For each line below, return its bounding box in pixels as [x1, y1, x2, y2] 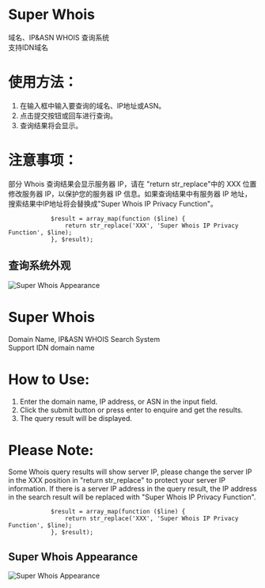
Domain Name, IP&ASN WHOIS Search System [8, 334, 161, 343]
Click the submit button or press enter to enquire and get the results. [19, 405, 244, 415]
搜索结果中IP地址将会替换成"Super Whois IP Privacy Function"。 [8, 199, 218, 208]
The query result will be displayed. [19, 413, 133, 423]
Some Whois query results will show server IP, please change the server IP [8, 467, 252, 476]
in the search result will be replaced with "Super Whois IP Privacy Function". [8, 492, 256, 502]
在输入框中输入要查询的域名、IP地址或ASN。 [19, 101, 166, 110]
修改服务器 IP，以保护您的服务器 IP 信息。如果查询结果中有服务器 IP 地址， [8, 188, 252, 199]
